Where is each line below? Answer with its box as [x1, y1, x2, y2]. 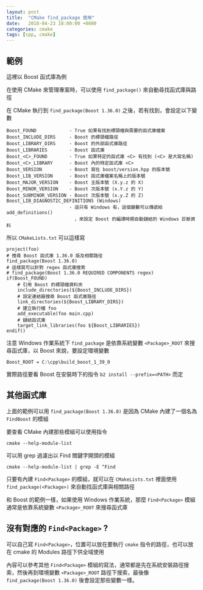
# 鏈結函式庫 [17, 317, 46, 323]
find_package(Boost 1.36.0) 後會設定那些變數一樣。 [6, 576, 138, 583]
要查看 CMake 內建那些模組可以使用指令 [6, 428, 108, 435]
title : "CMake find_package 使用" [6, 15, 95, 21]
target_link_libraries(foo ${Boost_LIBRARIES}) [17, 322, 140, 328]
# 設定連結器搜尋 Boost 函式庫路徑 [17, 293, 96, 300]
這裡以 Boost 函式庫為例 [6, 73, 67, 80]
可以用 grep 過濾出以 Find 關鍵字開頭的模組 [6, 451, 115, 459]
